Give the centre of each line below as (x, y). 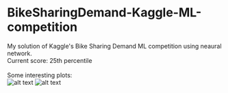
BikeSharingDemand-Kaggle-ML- (104, 13)
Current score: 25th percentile (50, 60)
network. (20, 53)
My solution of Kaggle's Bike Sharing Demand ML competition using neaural (114, 46)
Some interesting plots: (40, 75)
